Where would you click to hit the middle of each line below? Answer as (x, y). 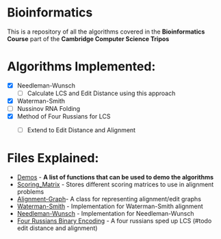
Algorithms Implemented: (81, 67)
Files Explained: (53, 158)
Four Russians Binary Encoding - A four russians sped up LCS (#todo (114, 221)
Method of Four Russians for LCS (64, 116)
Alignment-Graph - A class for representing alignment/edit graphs (109, 199)
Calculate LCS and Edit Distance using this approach (101, 93)
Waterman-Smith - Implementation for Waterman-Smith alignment (110, 206)
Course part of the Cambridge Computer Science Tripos (88, 38)
